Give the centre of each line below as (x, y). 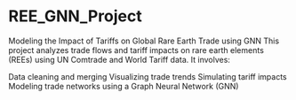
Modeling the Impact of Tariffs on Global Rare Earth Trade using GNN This (144, 41)
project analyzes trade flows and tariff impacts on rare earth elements (136, 50)
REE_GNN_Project (76, 16)
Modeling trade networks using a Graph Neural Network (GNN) (124, 86)
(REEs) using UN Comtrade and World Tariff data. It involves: (119, 59)
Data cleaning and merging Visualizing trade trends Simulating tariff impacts (148, 76)
